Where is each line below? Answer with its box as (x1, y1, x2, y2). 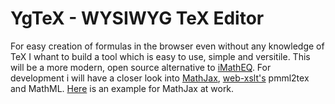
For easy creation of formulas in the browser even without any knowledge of (10, 40, 325, 52)
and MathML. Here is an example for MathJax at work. (10, 82, 235, 94)
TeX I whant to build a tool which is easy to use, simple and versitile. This (10, 50, 311, 62)
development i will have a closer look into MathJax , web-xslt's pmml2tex (10, 72, 310, 84)
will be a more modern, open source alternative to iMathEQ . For (10, 61, 272, 73)
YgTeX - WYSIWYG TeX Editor (10, 7, 265, 30)
